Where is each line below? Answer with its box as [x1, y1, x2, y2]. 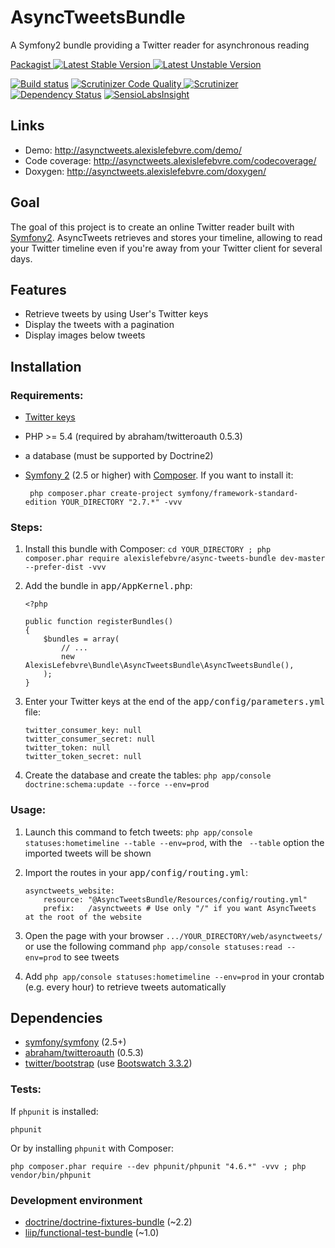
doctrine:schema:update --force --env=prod [24, 780, 210, 790]
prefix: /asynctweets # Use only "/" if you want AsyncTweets [43, 903, 317, 913]
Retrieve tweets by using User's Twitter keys [24, 308, 209, 320]
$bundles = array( [43, 634, 120, 645]
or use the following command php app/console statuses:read [24, 940, 283, 952]
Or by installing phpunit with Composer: [10, 1142, 174, 1154]
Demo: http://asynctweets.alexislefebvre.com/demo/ [24, 144, 242, 156]
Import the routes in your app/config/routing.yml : [24, 866, 248, 878]
